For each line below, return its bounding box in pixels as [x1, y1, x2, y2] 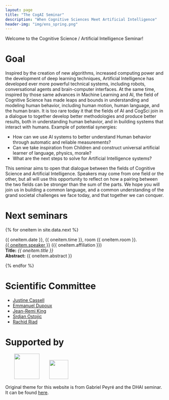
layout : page [5, 7, 33, 13]
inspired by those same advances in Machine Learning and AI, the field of [5, 92, 159, 98]
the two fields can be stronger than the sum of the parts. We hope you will [5, 181, 160, 188]
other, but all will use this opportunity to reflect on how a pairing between [5, 176, 158, 182]
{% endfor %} [5, 262, 34, 269]
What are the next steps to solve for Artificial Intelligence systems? [12, 155, 152, 161]
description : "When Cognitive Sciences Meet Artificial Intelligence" [5, 17, 157, 22]
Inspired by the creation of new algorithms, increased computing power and [5, 70, 163, 76]
